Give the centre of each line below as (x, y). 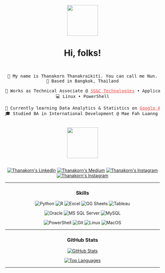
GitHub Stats (82, 240)
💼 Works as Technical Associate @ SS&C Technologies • (72, 91)
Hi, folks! (82, 53)
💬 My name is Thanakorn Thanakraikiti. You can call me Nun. (82, 76)
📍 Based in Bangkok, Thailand (82, 81)
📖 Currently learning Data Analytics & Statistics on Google (80, 108)
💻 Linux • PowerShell (82, 96)
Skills (82, 193)
